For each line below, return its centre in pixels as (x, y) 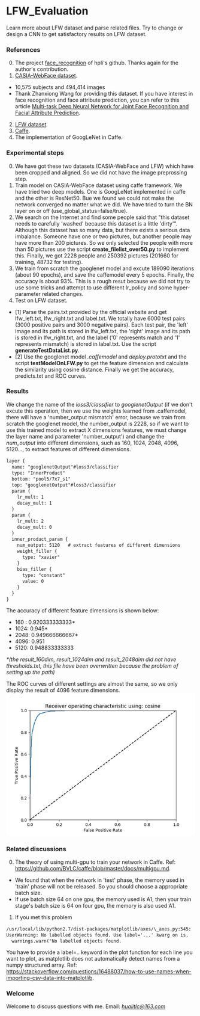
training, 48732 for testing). (49, 262)
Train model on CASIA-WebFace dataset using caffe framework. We (99, 185)
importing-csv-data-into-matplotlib (49, 978)
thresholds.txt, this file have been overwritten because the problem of (92, 665)
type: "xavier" (41, 557)
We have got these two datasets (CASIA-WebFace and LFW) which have (104, 166)
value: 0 (33, 581)
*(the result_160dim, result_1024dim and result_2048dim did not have (91, 659)
